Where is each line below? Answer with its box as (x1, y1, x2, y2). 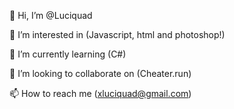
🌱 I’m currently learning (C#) (9, 48, 127, 60)
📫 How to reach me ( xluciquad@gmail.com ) (9, 88, 192, 99)
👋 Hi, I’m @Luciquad (9, 10, 93, 21)
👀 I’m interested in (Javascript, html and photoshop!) (9, 29, 226, 40)
